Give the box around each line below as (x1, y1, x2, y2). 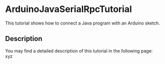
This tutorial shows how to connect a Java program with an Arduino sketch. (5, 20, 161, 26)
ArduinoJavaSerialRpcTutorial (5, 3, 132, 15)
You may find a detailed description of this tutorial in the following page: (5, 47, 153, 53)
